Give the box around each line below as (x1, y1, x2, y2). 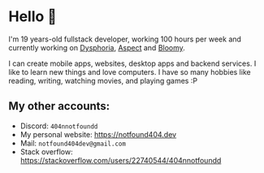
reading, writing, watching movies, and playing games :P (8, 76, 197, 85)
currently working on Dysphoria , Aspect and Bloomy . (8, 42, 185, 52)
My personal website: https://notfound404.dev (19, 129, 177, 139)
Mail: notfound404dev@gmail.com (19, 138, 126, 148)
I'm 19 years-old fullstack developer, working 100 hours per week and (8, 34, 242, 44)
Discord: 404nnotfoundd (19, 121, 98, 131)
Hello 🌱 (8, 7, 57, 26)
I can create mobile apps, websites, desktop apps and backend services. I (8, 58, 257, 68)
